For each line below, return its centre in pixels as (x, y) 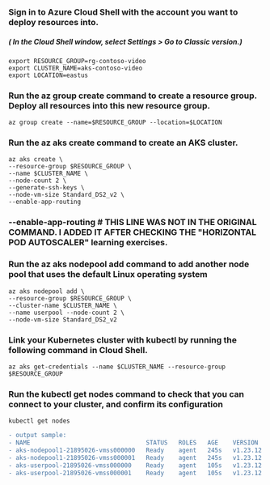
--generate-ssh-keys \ (46, 188)
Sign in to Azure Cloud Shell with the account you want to (123, 12)
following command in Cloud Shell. (78, 350)
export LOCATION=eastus (49, 75)
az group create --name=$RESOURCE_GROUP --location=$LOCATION (115, 123)
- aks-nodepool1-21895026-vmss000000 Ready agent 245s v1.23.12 (135, 451)
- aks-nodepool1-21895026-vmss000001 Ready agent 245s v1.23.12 (135, 457)
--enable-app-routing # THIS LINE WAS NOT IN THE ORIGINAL (133, 223)
